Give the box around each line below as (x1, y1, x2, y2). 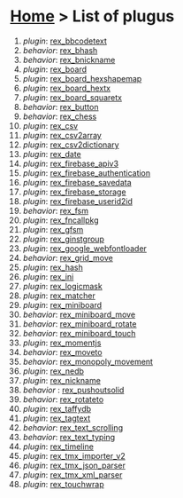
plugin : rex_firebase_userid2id (22, 195, 133, 206)
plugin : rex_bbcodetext (22, 36, 107, 46)
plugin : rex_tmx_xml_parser (22, 469, 123, 480)
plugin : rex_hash (22, 262, 83, 273)
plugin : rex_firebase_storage (22, 186, 126, 197)
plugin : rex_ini (22, 271, 74, 281)
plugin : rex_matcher (22, 290, 95, 301)
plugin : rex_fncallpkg (22, 215, 99, 225)
